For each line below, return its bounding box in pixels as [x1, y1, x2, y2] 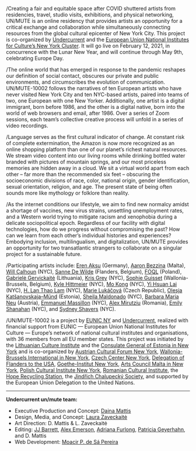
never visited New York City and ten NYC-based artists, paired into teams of [6, 91, 190, 98]
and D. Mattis [14, 432, 47, 439]
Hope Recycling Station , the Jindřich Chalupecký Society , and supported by [6, 373, 188, 380]
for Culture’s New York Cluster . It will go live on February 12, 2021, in [6, 42, 170, 49]
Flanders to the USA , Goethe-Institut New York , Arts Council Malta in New [6, 360, 184, 367]
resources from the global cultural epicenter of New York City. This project [6, 30, 185, 37]
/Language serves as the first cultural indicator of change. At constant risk [6, 134, 185, 140]
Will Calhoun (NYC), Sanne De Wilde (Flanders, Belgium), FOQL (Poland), [6, 268, 182, 275]
